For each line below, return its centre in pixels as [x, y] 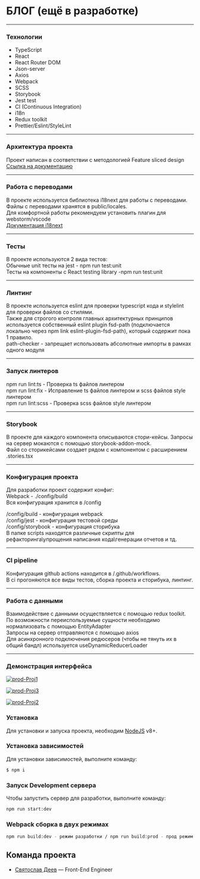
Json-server [30, 69]
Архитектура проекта [40, 147]
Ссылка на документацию [40, 166]
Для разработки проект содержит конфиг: [60, 490]
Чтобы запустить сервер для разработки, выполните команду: [86, 798]
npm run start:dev [29, 809]
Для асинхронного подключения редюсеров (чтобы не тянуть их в [91, 639]
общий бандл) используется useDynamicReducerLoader [77, 645]
